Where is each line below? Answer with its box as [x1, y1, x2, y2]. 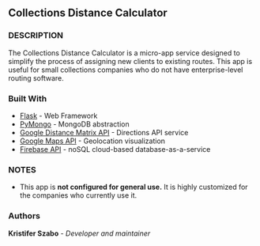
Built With [8, 93, 47, 104]
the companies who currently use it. [19, 191, 138, 200]
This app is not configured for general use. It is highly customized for [19, 182, 248, 192]
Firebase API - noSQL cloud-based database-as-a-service [19, 144, 211, 153]
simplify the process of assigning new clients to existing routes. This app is [8, 56, 253, 66]
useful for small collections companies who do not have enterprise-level [8, 65, 243, 74]
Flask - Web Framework [19, 111, 98, 120]
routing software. [8, 73, 65, 82]
